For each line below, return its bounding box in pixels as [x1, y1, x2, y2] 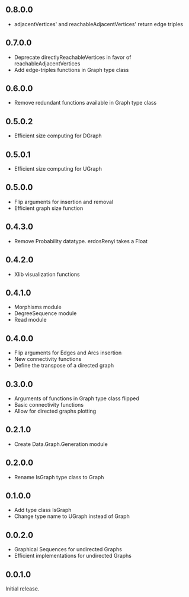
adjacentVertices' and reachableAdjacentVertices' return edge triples [14, 20, 183, 27]
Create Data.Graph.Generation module [14, 440, 108, 448]
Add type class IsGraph [14, 507, 72, 514]
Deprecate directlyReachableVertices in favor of [14, 54, 132, 61]
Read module [14, 316, 47, 323]
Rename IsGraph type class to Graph [14, 473, 104, 480]
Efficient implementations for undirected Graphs [14, 552, 132, 560]
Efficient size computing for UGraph [14, 165, 102, 172]
